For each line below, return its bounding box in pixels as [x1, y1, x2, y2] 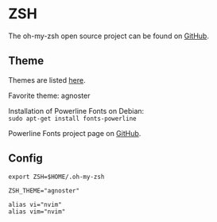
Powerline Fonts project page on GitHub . [8, 128, 141, 138]
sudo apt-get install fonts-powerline [8, 115, 137, 123]
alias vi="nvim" [8, 201, 62, 208]
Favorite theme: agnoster [8, 91, 91, 100]
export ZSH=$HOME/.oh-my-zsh [8, 173, 105, 181]
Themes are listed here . [8, 75, 86, 84]
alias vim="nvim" [8, 208, 66, 216]
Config [8, 152, 43, 166]
